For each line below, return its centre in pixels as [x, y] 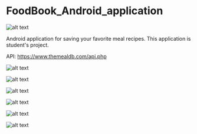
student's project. [27, 45]
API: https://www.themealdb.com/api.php [57, 56]
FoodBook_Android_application [85, 11]
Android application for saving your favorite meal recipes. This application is [98, 38]
